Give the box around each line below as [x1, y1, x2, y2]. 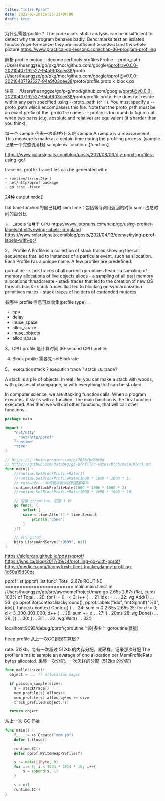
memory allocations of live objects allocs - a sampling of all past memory [5, 273, 154, 279]
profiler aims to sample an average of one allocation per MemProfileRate [5, 652, 152, 658]
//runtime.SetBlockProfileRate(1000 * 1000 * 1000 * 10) [14, 489, 133, 494]
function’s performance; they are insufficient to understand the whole [5, 42, 146, 47]
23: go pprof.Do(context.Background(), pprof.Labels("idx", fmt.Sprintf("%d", [5, 599, 160, 606]
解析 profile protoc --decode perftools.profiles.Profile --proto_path [5, 57, 140, 63]
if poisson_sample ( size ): [9, 681, 63, 686]
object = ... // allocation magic [9, 672, 80, 677]
